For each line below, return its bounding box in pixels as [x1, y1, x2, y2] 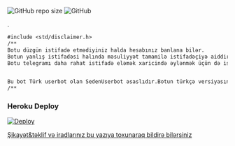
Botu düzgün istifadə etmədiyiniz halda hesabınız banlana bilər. [7, 46, 205, 54]
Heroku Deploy [7, 101, 59, 111]
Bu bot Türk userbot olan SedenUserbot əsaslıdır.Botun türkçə [7, 78, 196, 85]
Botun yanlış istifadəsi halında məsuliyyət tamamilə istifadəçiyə [7, 53, 208, 60]
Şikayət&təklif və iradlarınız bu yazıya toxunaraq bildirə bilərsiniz [7, 131, 192, 139]
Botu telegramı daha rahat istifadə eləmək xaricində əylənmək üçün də [7, 59, 220, 66]
